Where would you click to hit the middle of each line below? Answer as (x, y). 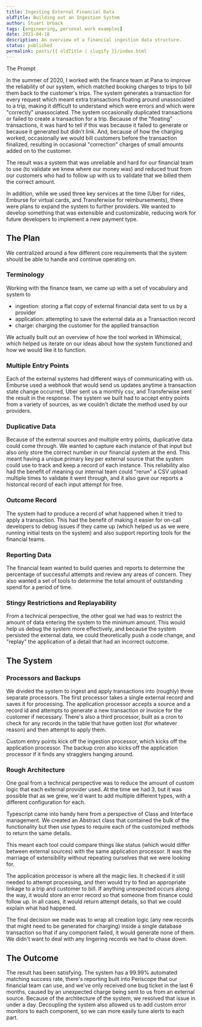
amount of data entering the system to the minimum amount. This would (96, 623)
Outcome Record (32, 501)
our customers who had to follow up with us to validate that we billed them (99, 175)
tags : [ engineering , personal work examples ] (64, 29)
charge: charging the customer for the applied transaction (87, 325)
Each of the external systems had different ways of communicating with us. (100, 379)
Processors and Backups (44, 678)
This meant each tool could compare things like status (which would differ (98, 845)
